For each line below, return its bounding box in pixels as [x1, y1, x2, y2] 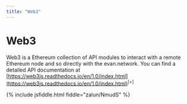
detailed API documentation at [6, 66, 80, 73]
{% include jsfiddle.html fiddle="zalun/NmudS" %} [6, 91, 130, 98]
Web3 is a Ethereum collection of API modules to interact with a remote [6, 54, 181, 61]
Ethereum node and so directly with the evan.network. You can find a [6, 60, 176, 67]
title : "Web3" [6, 8, 42, 15]
